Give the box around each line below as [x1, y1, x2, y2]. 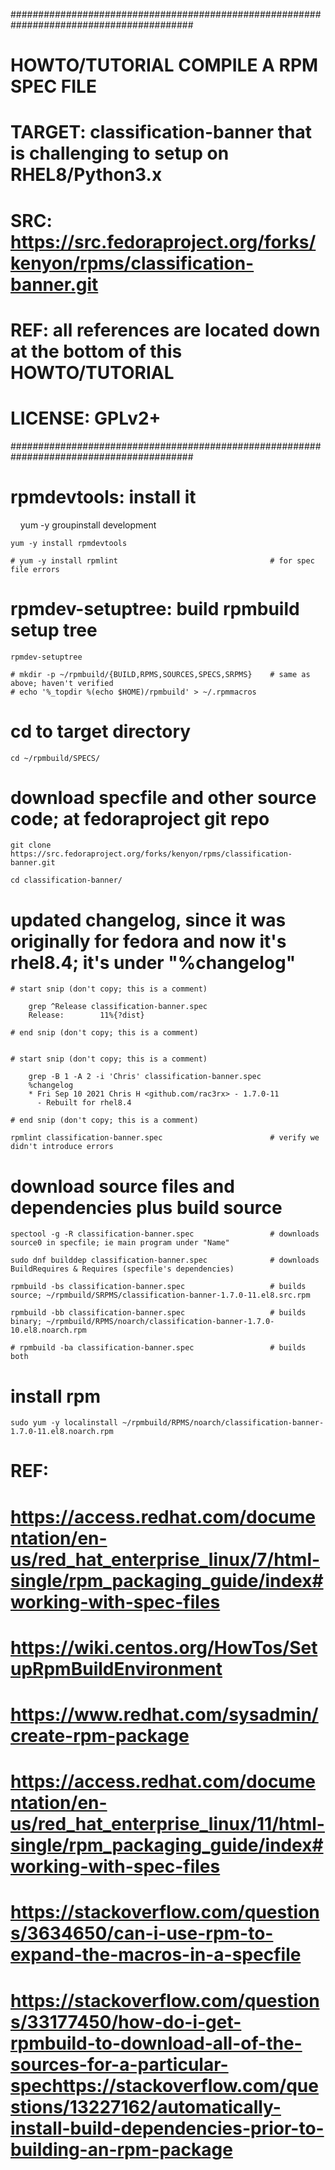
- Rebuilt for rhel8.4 [36, 1098, 132, 1108]
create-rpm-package [10, 1725, 190, 1747]
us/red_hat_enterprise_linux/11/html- [10, 1813, 325, 1836]
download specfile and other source [10, 786, 317, 809]
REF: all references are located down [10, 319, 321, 341]
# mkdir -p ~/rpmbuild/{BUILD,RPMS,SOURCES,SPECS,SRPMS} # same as [10, 669, 311, 679]
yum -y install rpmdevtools [10, 538, 128, 548]
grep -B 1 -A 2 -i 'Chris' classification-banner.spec [28, 1072, 262, 1082]
